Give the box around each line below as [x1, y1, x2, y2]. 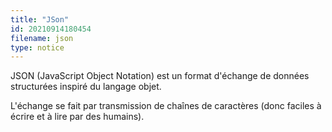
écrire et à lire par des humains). [10, 111, 145, 123]
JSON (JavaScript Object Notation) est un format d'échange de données [10, 70, 310, 82]
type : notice [10, 42, 65, 53]
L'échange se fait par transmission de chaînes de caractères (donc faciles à [10, 100, 322, 112]
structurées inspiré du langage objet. [10, 81, 162, 93]
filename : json [10, 33, 74, 43]
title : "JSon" [10, 14, 70, 25]
